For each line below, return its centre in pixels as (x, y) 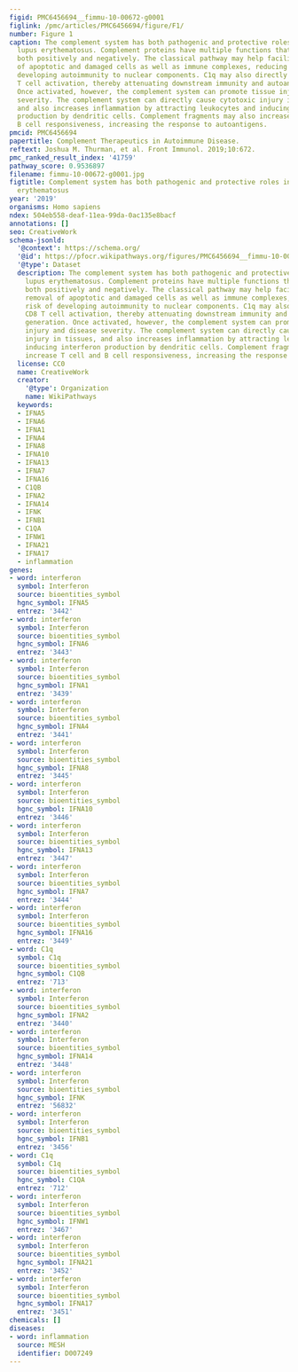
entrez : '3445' (45, 776)
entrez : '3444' (45, 900)
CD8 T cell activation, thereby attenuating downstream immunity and (157, 314)
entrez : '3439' (45, 694)
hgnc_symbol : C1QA (51, 1180)
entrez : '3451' (45, 1312)
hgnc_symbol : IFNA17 (55, 1304)
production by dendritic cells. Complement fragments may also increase (154, 116)
